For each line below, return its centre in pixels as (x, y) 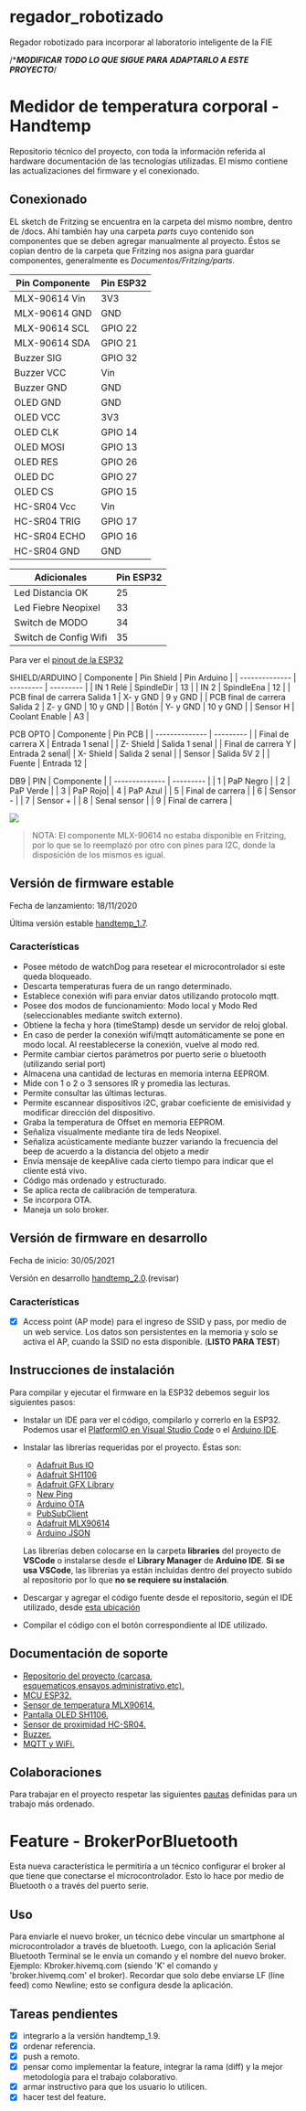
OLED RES (36, 462)
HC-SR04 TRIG (47, 521)
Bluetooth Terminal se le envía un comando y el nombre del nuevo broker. (148, 1956)
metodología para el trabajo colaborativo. (100, 2077)
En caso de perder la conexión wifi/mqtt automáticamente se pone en (153, 1034)
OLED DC (34, 476)
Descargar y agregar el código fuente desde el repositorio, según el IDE (158, 1597)
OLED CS (34, 491)
